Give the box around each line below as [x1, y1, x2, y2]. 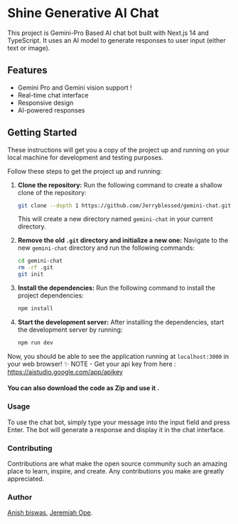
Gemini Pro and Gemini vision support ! [17, 83, 133, 92]
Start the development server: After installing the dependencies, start [17, 318, 225, 326]
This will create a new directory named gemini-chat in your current [17, 215, 213, 224]
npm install [17, 305, 53, 313]
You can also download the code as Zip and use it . [7, 384, 160, 392]
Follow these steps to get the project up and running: [7, 167, 162, 175]
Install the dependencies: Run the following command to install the [17, 283, 215, 293]
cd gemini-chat [17, 258, 63, 265]
